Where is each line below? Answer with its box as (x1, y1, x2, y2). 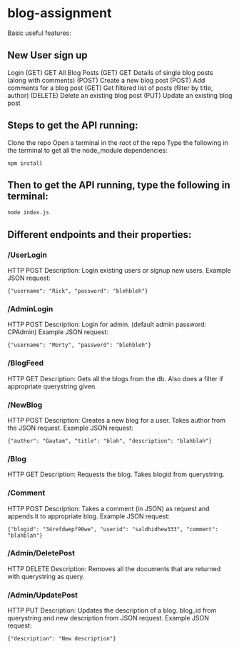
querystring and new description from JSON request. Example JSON (7, 614, 209, 623)
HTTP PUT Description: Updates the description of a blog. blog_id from (7, 606, 217, 615)
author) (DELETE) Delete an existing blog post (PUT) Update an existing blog (7, 91, 233, 99)
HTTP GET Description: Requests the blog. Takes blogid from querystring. (7, 470, 225, 479)
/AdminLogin (7, 303, 54, 313)
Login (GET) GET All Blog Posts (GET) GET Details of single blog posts (7, 68, 214, 76)
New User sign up (7, 49, 88, 61)
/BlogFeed (7, 358, 44, 368)
